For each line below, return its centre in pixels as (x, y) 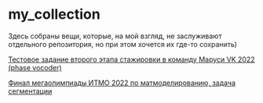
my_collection (54, 14)
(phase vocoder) (35, 67)
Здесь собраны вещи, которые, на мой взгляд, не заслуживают (115, 36)
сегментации (30, 91)
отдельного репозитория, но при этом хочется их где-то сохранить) (123, 44)
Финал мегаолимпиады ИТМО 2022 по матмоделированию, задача (122, 83)
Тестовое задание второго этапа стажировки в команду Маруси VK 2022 (131, 59)
